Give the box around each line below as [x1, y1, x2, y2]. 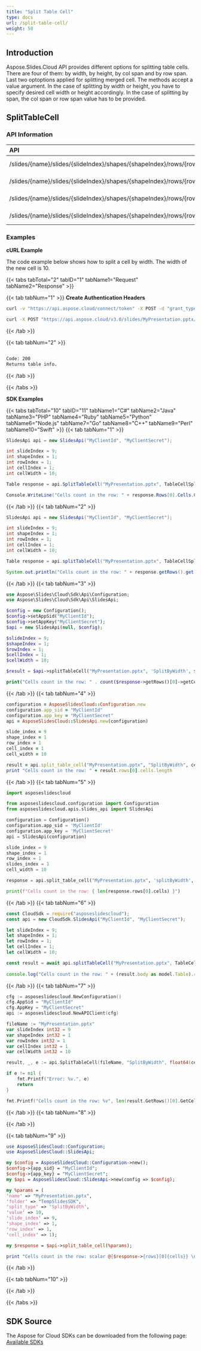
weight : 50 [6, 25, 33, 32]
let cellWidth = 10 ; [6, 949, 58, 956]
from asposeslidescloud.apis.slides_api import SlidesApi [6, 806, 154, 812]
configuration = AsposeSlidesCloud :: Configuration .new [6, 701, 146, 707]
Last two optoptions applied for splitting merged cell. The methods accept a [6, 76, 193, 84]
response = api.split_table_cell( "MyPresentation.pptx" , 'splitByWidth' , [6, 877, 194, 884]
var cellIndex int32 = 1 [6, 1043, 68, 1050]
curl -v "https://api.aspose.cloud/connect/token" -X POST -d [6, 306, 165, 312]
